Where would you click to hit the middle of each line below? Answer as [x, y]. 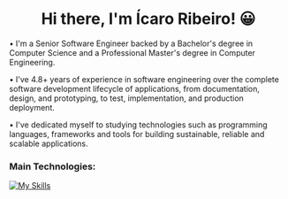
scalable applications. [49, 143]
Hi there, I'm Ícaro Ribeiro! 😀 [148, 19]
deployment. [32, 107]
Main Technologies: [53, 166]
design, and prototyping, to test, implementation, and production [127, 98]
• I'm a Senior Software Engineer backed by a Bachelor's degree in [131, 43]
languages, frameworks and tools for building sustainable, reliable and [137, 134]
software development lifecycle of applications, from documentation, [135, 88]
